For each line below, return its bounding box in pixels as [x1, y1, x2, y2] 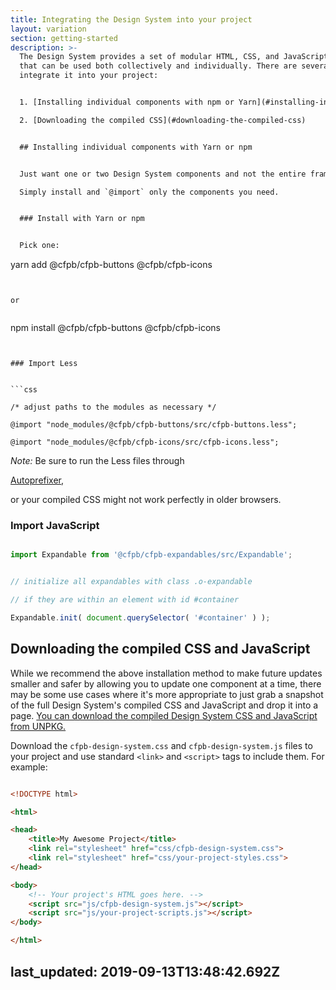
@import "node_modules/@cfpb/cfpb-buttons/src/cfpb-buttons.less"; [10, 420, 298, 430]
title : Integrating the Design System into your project [10, 14, 253, 25]
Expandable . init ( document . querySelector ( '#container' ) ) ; [10, 613, 271, 623]
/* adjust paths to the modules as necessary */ [10, 402, 217, 413]
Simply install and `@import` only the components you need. [19, 187, 280, 197]
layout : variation [10, 24, 87, 34]
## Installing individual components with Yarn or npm [19, 142, 253, 152]
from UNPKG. [10, 720, 67, 732]
